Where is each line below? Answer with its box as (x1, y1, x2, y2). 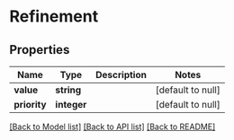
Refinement (9, 6, 99, 27)
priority (13, 99, 47, 110)
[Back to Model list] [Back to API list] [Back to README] (9, 121, 216, 132)
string (55, 83, 82, 96)
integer (55, 99, 87, 110)
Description (95, 69, 147, 81)
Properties (9, 42, 70, 57)
